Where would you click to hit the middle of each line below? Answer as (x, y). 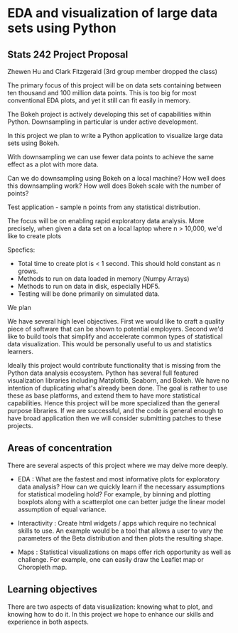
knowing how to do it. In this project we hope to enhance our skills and (111, 614)
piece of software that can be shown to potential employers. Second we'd (115, 329)
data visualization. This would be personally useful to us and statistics (109, 344)
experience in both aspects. (48, 622)
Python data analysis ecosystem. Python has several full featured (103, 373)
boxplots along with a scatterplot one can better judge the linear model (121, 501)
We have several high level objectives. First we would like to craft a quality (116, 321)
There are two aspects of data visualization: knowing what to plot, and (110, 607)
